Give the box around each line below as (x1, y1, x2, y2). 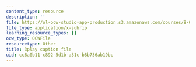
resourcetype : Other (6, 41, 57, 47)
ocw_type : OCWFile (6, 36, 51, 41)
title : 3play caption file (6, 47, 72, 52)
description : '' (6, 14, 45, 20)
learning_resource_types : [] (6, 30, 77, 36)
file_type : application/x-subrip (6, 24, 87, 31)
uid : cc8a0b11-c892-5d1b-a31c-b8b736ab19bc (6, 52, 114, 58)
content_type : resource (6, 8, 64, 15)
